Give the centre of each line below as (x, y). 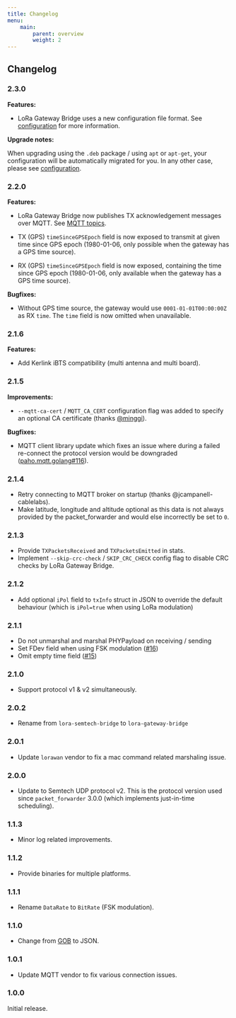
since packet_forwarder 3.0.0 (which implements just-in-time (106, 799)
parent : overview (58, 34)
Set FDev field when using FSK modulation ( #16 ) (88, 648)
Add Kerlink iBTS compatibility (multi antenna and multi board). (109, 363)
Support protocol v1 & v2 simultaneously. (77, 690)
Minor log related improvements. (65, 840)
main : (28, 27)
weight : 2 (47, 40)
